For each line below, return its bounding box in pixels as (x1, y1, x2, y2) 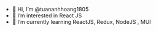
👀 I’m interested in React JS (12, 12, 82, 19)
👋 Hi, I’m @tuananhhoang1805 (12, 6, 89, 13)
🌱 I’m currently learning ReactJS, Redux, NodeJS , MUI (12, 18, 152, 25)
